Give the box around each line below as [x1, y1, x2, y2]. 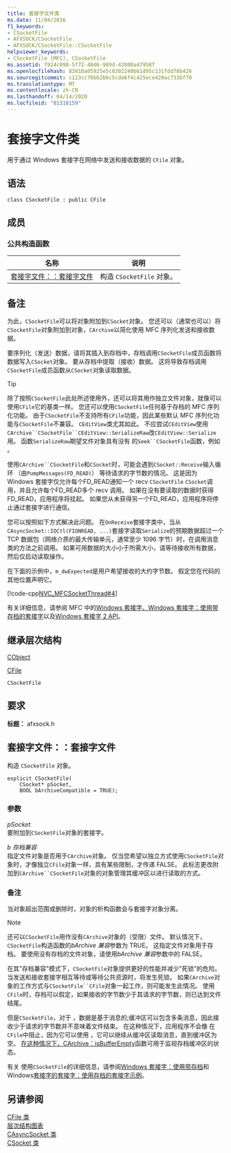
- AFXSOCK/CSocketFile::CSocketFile [7, 42, 112, 49]
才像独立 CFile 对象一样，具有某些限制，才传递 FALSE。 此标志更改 [25, 860, 213, 868]
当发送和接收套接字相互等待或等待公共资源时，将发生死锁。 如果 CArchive [7, 973, 214, 982]
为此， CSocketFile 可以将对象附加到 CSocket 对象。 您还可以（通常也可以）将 [7, 317, 221, 326]
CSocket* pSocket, [19, 781, 72, 788]
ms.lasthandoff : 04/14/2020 [7, 94, 88, 101]
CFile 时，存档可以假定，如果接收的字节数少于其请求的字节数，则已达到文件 [7, 991, 221, 999]
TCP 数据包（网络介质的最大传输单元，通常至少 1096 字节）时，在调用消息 [7, 535, 219, 544]
